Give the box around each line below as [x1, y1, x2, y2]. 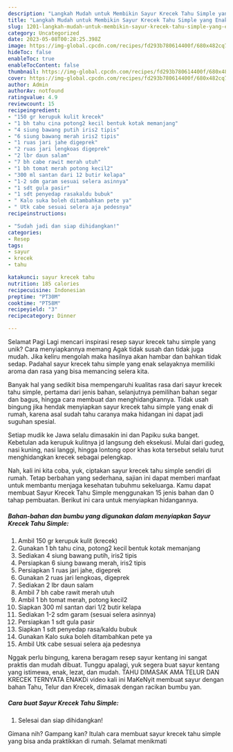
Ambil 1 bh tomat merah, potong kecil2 [17, 595, 128, 604]
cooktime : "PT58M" [8, 300, 61, 307]
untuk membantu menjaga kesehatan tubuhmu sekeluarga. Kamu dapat [8, 481, 212, 489]
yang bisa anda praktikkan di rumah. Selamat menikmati [8, 737, 167, 745]
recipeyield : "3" [8, 306, 58, 313]
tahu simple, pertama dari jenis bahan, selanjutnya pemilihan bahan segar [8, 388, 218, 396]
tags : [8, 242, 24, 249]
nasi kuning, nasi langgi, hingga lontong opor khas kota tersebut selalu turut [8, 445, 224, 454]
